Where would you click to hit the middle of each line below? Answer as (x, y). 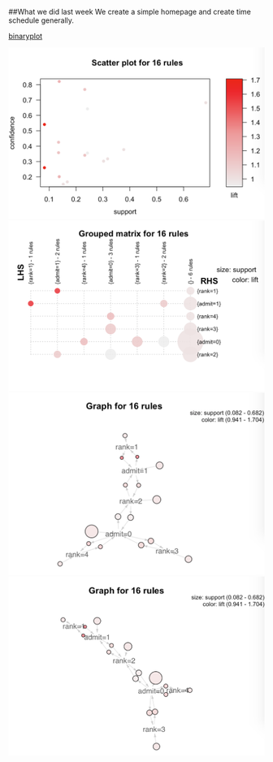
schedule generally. (41, 20)
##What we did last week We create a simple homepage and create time (130, 12)
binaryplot (26, 36)
